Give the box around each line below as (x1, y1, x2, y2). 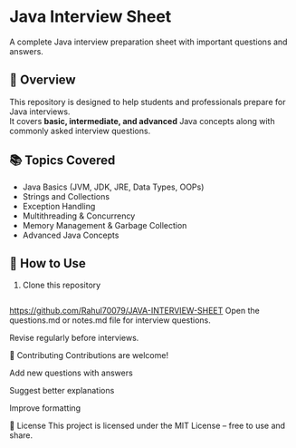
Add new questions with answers (9, 367, 133, 378)
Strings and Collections (22, 190, 110, 201)
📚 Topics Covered (9, 152, 116, 169)
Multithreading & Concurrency (22, 210, 136, 221)
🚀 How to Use (9, 256, 86, 271)
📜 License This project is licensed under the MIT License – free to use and (9, 420, 286, 432)
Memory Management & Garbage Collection (22, 219, 187, 230)
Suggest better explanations (9, 385, 115, 396)
